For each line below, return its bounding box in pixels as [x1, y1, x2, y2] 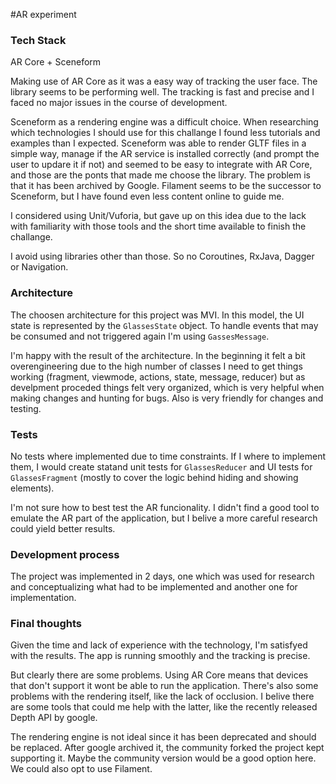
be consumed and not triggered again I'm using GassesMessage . [10, 330, 270, 342]
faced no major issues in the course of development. [10, 97, 228, 109]
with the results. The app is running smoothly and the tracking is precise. [10, 650, 311, 662]
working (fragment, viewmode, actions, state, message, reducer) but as [10, 370, 306, 383]
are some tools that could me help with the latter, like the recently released [10, 701, 318, 713]
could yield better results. [10, 522, 116, 534]
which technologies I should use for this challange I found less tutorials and [10, 127, 321, 139]
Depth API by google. [10, 712, 98, 724]
